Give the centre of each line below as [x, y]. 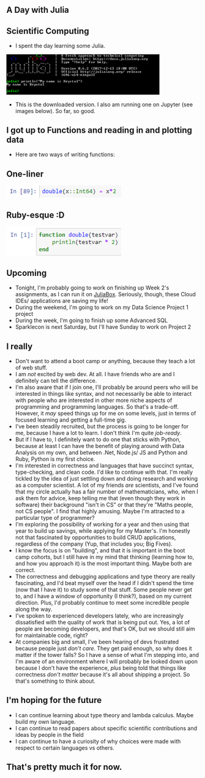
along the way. [34, 609]
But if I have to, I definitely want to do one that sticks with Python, [98, 439]
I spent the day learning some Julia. [60, 46]
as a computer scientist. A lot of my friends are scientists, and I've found [107, 485]
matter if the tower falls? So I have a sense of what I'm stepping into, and [107, 655]
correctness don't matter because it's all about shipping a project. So [102, 675]
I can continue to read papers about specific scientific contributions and [106, 728]
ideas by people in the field [49, 734]
